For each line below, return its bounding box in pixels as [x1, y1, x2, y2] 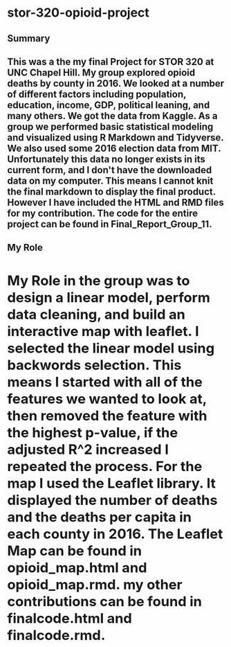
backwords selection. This [7, 356, 182, 374]
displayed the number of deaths [7, 491, 218, 509]
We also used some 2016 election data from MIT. [7, 142, 221, 154]
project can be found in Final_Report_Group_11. [7, 218, 212, 230]
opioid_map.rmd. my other [7, 576, 183, 594]
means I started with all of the [7, 373, 203, 391]
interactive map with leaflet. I [7, 322, 199, 340]
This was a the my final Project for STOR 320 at [7, 55, 214, 67]
